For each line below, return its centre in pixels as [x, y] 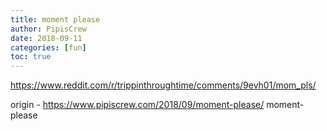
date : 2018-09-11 [46, 38]
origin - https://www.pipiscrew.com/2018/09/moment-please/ [137, 105]
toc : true [31, 57]
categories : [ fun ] [48, 47]
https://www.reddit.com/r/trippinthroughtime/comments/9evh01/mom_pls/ [163, 85]
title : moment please [55, 19]
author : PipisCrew [48, 29]
